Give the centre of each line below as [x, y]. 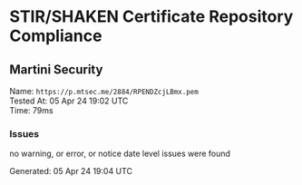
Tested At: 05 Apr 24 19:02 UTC [69, 101]
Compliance [56, 36]
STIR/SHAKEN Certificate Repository [151, 17]
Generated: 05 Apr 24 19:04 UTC [71, 171]
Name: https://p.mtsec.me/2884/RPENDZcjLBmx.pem [104, 91]
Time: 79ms [31, 110]
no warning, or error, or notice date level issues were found [120, 154]
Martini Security [56, 69]
